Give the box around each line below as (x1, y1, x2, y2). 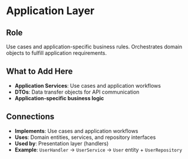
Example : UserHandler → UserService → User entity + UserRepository (14, 146, 183, 153)
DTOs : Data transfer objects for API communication (14, 88, 140, 95)
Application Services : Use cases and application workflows (14, 82, 161, 89)
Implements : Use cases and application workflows (14, 127, 138, 134)
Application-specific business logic (14, 94, 104, 101)
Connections (6, 112, 55, 122)
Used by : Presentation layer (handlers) (14, 140, 109, 147)
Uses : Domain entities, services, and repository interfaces (14, 134, 156, 141)
